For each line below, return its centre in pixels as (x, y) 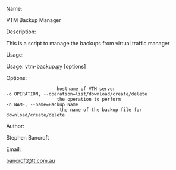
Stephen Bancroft (28, 137)
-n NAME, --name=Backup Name (42, 104)
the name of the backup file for (101, 110)
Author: (15, 126)
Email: (14, 149)
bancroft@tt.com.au (31, 161)
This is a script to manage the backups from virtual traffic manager (88, 43)
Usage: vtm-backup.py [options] (46, 66)
